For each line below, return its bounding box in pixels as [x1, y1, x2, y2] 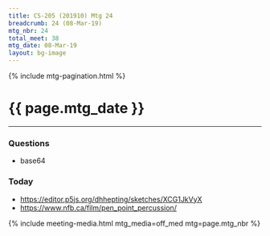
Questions [8, 137, 50, 149]
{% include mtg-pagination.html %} [8, 71, 126, 80]
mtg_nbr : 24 [8, 26, 48, 35]
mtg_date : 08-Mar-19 [8, 42, 78, 50]
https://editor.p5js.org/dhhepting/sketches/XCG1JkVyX [19, 194, 202, 204]
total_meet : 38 [8, 34, 59, 43]
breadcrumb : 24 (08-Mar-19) [8, 19, 103, 27]
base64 [19, 156, 46, 165]
